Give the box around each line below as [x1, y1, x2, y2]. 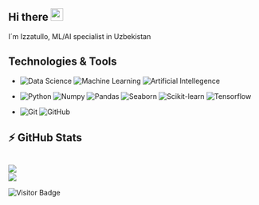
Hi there [8, 10, 49, 24]
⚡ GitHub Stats [8, 131, 82, 144]
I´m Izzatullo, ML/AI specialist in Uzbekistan [8, 31, 151, 41]
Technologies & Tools [8, 55, 117, 69]
